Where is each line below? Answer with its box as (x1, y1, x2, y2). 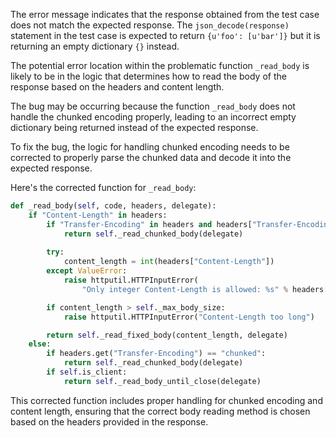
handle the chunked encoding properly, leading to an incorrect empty (10, 111, 297, 123)
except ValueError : (46, 266, 128, 276)
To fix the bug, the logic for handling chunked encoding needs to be (10, 141, 290, 153)
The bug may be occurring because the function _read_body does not (10, 100, 296, 112)
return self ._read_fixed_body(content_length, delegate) (46, 330, 288, 340)
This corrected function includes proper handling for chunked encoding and (10, 394, 323, 406)
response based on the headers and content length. (10, 81, 225, 93)
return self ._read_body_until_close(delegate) (63, 376, 262, 386)
